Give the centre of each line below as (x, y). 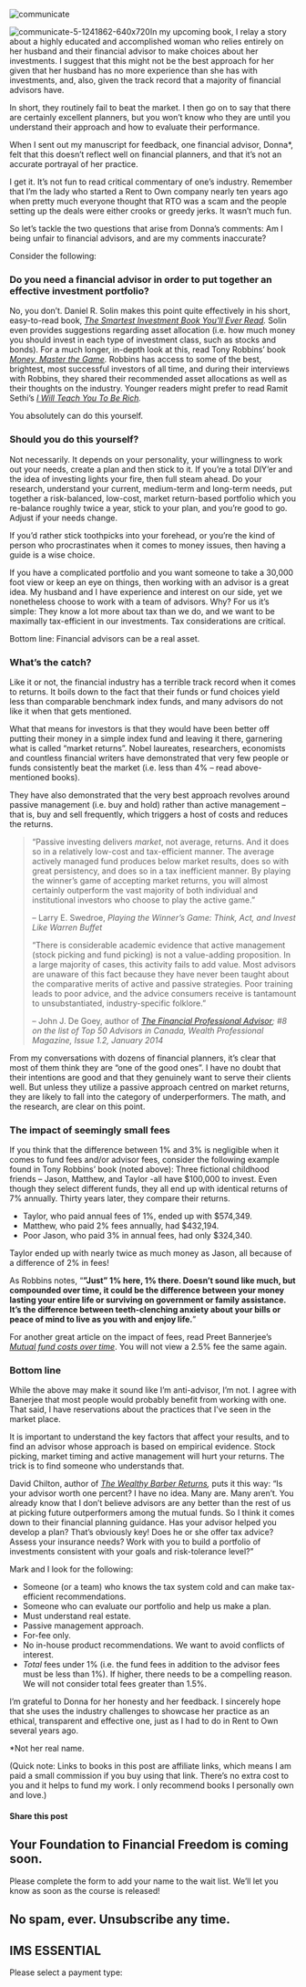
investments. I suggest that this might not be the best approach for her (142, 61)
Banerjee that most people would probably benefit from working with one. (148, 1400)
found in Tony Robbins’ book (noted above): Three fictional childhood (140, 1169)
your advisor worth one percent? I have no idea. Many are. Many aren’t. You (152, 1493)
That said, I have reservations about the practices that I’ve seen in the (140, 1409)
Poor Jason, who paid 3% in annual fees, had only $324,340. (138, 1236)
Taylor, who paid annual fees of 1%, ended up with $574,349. (138, 1216)
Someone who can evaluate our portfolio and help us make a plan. (147, 1606)
